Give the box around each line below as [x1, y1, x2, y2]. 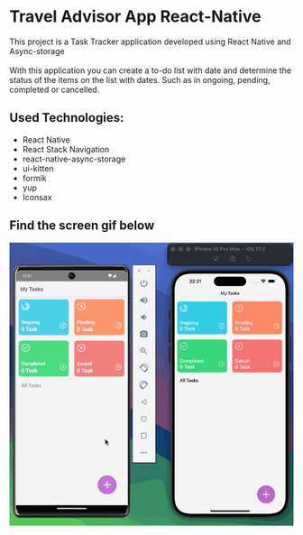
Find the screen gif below [9, 218, 155, 234]
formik [22, 172, 47, 183]
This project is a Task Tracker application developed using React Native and [9, 36, 291, 47]
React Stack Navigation [22, 143, 110, 154]
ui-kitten [22, 162, 54, 173]
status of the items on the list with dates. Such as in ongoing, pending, [9, 74, 271, 85]
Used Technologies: [9, 110, 124, 125]
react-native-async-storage [22, 153, 126, 164]
